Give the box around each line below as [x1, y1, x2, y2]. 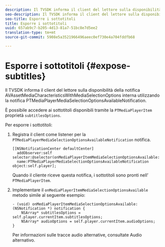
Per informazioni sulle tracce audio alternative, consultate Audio [12, 232, 142, 238]
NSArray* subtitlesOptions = [21, 210, 81, 215]
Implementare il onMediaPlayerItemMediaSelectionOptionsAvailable [12, 187, 148, 193]
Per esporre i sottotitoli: [5, 122, 53, 128]
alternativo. [12, 237, 35, 243]
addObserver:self [17, 150, 53, 155]
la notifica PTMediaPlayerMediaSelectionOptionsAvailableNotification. [5, 97, 147, 104]
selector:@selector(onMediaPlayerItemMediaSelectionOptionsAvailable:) [12, 155, 162, 160]
